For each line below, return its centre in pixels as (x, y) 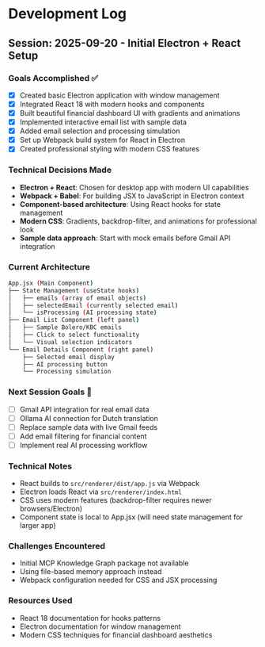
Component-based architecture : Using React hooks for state (120, 204)
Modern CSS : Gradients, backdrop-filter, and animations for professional (138, 221)
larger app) (38, 526)
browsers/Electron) (51, 509)
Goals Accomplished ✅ (53, 78)
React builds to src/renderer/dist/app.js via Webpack (110, 484)
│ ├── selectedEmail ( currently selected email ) (93, 305)
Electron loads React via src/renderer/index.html (100, 492)
